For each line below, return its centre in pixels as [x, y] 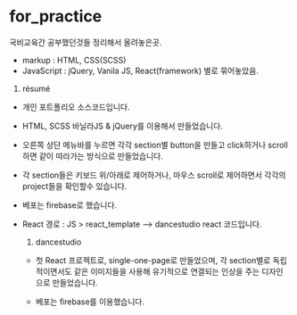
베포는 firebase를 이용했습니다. [90, 302]
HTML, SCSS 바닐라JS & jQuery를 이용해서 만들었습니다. [122, 126]
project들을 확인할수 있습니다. [74, 186]
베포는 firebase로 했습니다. [70, 205]
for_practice [56, 17]
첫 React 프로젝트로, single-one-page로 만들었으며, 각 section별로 [153, 260]
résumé [36, 88]
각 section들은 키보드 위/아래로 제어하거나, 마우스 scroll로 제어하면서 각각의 [154, 175]
